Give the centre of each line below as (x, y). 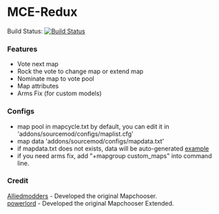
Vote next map (38, 64)
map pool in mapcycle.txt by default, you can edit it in (93, 126)
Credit (18, 181)
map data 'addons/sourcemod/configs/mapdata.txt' (91, 141)
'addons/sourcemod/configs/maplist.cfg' (75, 134)
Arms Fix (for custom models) (59, 93)
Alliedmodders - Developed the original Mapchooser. (82, 196)
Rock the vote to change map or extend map (80, 71)
